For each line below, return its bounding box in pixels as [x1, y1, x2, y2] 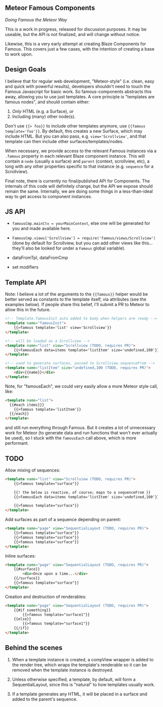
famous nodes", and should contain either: [5, 99, 90, 105]
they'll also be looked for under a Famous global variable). [12, 245, 126, 251]
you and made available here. [12, 226, 71, 232]
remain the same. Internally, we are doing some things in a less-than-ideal [5, 188, 153, 194]
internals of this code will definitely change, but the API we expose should [5, 183, 153, 189]
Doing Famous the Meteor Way [5, 17, 67, 22]
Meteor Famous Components [5, 4, 96, 12]
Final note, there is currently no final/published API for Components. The [5, 178, 150, 184]
